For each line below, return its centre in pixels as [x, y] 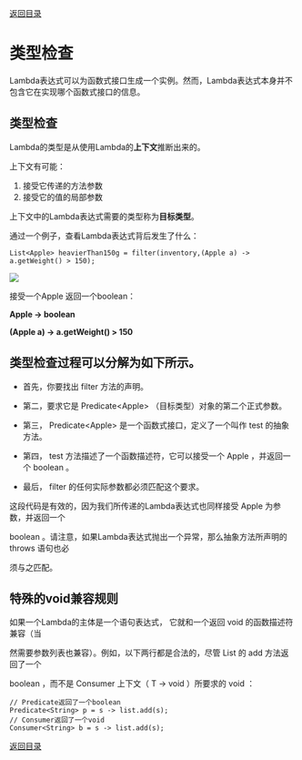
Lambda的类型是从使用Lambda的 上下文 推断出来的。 [108, 147]
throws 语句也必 [40, 548]
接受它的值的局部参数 [62, 197]
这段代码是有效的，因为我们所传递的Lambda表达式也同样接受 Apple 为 [141, 506]
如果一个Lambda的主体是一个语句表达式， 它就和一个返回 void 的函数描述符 [151, 623]
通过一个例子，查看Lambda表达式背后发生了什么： [105, 236]
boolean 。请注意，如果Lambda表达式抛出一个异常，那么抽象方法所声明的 [149, 536]
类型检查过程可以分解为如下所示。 [105, 363]
